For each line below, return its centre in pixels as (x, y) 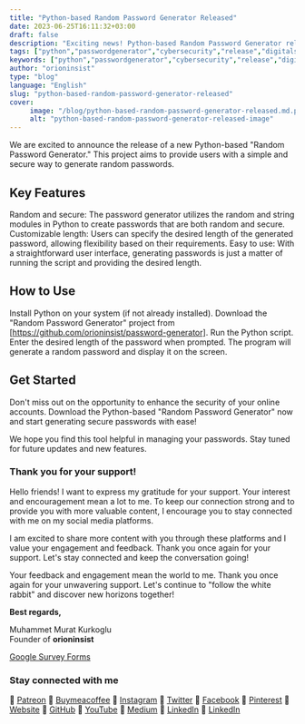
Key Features (48, 193)
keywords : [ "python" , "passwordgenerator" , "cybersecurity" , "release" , (144, 60)
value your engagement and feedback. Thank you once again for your (140, 548)
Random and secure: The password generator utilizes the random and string (152, 214)
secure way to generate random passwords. (92, 164)
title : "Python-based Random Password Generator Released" (123, 18)
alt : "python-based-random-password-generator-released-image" (152, 119)
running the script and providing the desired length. (106, 262)
